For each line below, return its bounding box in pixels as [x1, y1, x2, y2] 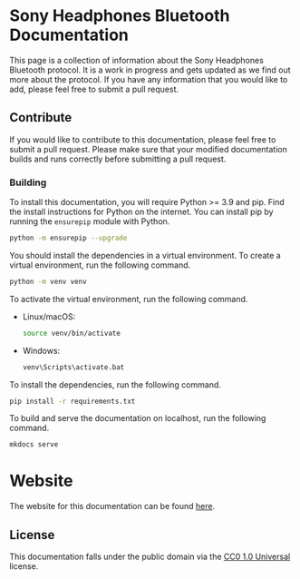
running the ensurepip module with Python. [9, 216, 170, 227]
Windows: [22, 345, 61, 356]
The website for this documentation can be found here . [9, 501, 216, 512]
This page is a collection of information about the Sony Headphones [9, 54, 265, 65]
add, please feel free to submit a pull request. [9, 83, 179, 94]
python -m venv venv [9, 277, 88, 286]
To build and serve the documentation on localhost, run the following [9, 413, 266, 424]
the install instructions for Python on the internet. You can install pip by [9, 206, 274, 218]
